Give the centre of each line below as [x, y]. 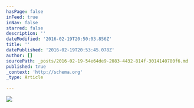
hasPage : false [25, 12]
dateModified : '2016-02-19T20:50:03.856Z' [59, 39]
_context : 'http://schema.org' [45, 72]
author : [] [19, 55]
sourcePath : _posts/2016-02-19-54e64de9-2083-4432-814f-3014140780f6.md [97, 61]
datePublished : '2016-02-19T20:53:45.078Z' [60, 50]
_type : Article [25, 77]
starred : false [25, 28]
